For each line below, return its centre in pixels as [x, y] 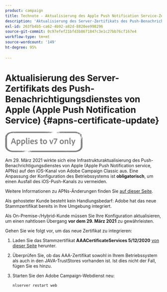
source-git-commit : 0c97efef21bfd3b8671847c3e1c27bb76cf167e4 [71, 32]
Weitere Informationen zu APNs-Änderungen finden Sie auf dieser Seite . [79, 191]
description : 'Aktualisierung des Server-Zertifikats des [66, 21]
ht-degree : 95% [21, 47]
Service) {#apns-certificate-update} [82, 120]
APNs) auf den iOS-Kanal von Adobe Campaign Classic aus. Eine [72, 171]
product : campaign [24, 10]
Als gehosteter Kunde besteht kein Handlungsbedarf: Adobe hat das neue [81, 201]
